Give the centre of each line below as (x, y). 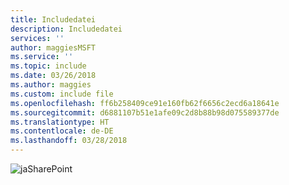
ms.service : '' (42, 57)
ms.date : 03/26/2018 (53, 76)
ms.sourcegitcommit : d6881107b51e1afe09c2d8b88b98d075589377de (145, 112)
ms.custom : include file (62, 94)
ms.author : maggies (51, 85)
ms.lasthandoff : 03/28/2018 (69, 141)
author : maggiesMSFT (53, 47)
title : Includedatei (53, 19)
